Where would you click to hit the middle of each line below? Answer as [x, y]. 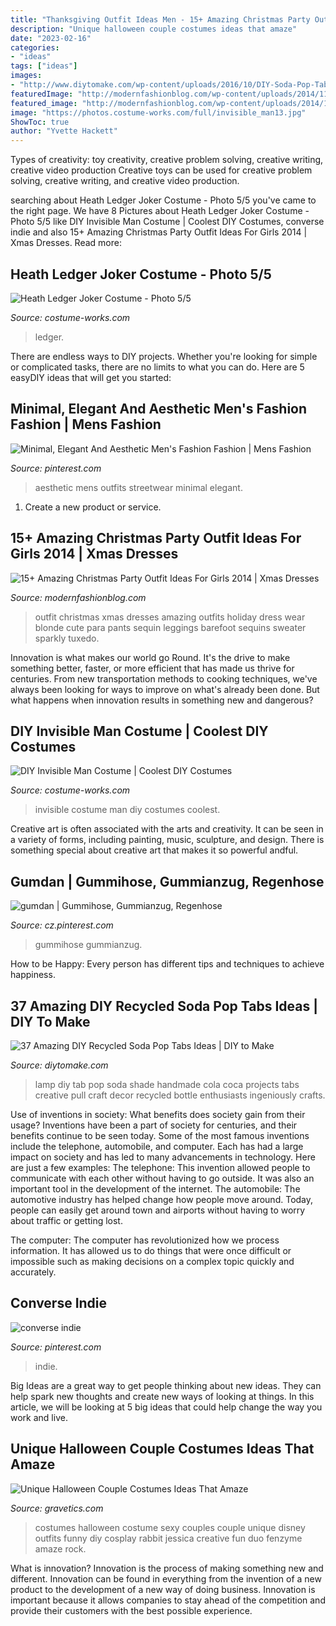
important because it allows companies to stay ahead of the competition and [168, 1600]
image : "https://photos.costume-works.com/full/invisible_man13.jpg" [158, 112]
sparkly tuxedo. [67, 638]
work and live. [39, 1417]
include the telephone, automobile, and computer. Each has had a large [157, 1146]
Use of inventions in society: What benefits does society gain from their [158, 1114]
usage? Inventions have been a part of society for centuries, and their [154, 1125]
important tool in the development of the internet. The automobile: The [155, 1189]
